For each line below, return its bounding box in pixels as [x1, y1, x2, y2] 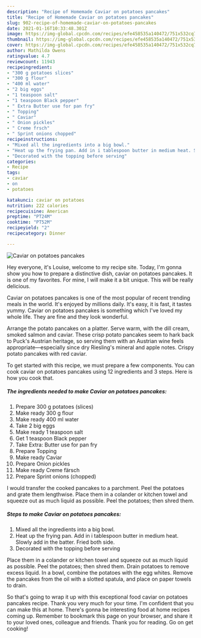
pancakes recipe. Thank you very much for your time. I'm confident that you [7, 599, 194, 606]
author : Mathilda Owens [7, 48, 66, 54]
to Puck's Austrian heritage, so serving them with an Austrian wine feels [7, 337, 184, 344]
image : [7, 31, 23, 37]
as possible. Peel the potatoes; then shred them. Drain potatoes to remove [7, 562, 190, 570]
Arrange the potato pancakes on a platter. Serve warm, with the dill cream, [7, 325, 190, 332]
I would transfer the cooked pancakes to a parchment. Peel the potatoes [7, 484, 184, 491]
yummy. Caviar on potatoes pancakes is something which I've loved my [7, 307, 183, 314]
